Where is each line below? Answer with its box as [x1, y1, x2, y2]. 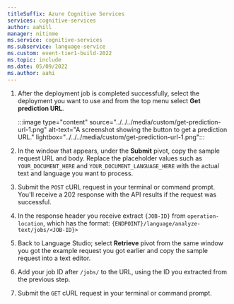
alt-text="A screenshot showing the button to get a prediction [48, 125, 228, 134]
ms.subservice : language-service [7, 43, 106, 50]
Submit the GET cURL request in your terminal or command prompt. [17, 288, 212, 297]
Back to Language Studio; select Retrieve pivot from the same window [17, 238, 224, 247]
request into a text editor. [17, 254, 91, 262]
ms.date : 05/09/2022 [7, 63, 69, 70]
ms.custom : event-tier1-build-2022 [7, 50, 112, 57]
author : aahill [7, 23, 52, 30]
